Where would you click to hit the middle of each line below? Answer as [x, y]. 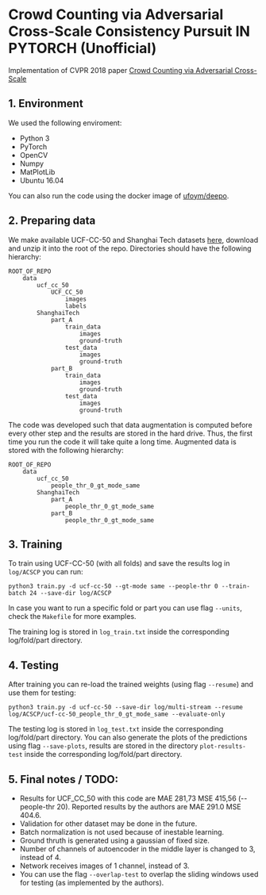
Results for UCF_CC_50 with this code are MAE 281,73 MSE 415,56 [128, 798]
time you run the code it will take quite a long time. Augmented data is [122, 441]
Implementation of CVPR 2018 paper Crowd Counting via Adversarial [121, 70]
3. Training [35, 544]
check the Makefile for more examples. [72, 617]
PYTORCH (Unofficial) [83, 48]
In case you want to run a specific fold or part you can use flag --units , [125, 608]
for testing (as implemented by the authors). [92, 883]
